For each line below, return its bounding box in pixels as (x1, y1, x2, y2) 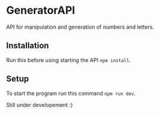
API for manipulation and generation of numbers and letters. (6, 23, 155, 30)
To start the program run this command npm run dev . (6, 90, 136, 97)
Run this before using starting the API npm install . (6, 56, 131, 63)
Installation (6, 41, 49, 51)
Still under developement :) (6, 101, 73, 108)
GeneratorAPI (6, 4, 76, 17)
